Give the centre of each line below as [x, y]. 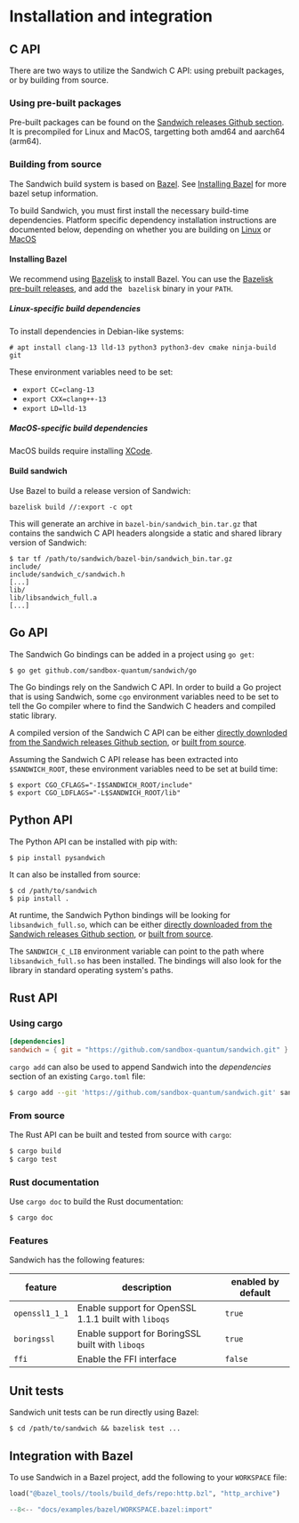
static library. [33, 715]
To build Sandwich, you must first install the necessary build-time [129, 210]
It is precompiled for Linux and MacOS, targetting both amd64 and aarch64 [147, 132]
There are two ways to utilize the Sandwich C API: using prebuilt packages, [147, 70]
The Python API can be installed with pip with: [93, 842]
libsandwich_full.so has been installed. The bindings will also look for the [145, 960]
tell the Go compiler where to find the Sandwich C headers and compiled [142, 705]
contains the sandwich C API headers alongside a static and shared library [145, 533]
